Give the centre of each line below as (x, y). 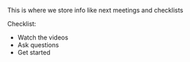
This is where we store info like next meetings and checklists (95, 10)
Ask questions (38, 45)
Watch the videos (43, 37)
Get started (34, 52)
